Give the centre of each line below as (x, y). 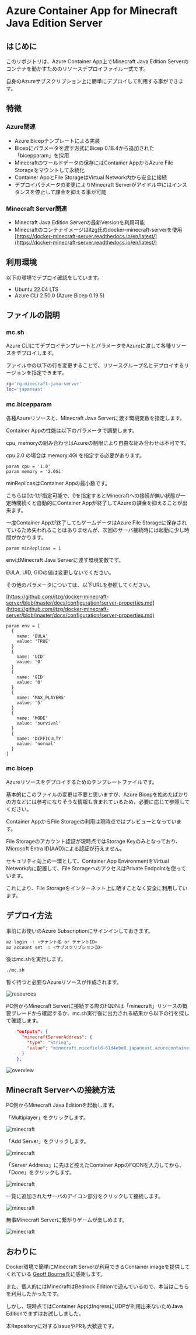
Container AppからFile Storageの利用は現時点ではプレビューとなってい (91, 821)
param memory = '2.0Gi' (35, 471)
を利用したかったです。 (34, 1294)
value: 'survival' (39, 723)
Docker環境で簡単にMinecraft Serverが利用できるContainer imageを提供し (95, 1267)
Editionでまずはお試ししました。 (45, 1314)
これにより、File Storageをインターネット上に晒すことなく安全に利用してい (97, 888)
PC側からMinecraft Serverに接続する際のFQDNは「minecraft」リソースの (94, 1006)
